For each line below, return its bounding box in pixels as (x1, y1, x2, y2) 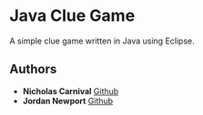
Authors (9, 62, 57, 77)
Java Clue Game (9, 5, 136, 26)
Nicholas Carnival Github (22, 85, 119, 96)
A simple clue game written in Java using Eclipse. (9, 35, 195, 46)
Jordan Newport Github (22, 95, 114, 106)
